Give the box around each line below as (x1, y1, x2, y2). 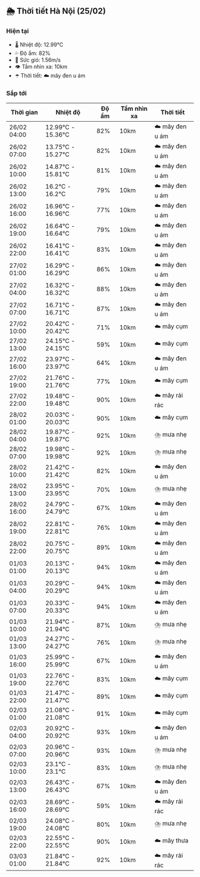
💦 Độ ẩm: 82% (14, 50, 51, 57)
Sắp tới (6, 89, 27, 97)
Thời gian (11, 108, 39, 116)
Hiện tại (6, 27, 29, 35)
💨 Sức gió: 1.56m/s (14, 56, 61, 63)
